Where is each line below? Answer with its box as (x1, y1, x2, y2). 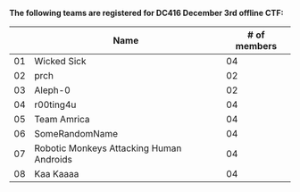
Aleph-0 (34, 84, 71, 96)
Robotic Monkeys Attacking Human (34, 142, 182, 154)
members (235, 40, 278, 52)
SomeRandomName (34, 128, 119, 139)
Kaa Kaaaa (34, 168, 79, 179)
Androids (34, 154, 73, 165)
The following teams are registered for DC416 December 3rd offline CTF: (9, 8, 284, 18)
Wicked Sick (34, 55, 87, 67)
